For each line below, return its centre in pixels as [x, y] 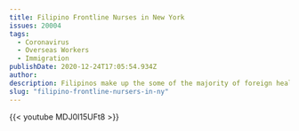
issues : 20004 [36, 26]
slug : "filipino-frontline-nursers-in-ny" [89, 91]
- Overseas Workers [53, 50]
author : [24, 75]
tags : [19, 34]
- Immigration [43, 58]
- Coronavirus [43, 42]
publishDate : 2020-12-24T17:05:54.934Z [83, 67]
